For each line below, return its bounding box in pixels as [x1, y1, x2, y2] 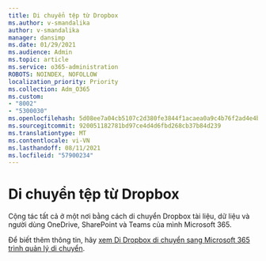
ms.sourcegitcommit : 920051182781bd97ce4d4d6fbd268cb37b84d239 [8, 122, 222, 130]
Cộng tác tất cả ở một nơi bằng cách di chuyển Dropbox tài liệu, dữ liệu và [8, 211, 250, 221]
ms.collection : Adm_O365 [8, 85, 90, 93]
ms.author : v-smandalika [8, 19, 90, 27]
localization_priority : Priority [8, 78, 119, 85]
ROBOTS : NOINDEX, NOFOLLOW [8, 70, 97, 78]
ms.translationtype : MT [8, 129, 87, 137]
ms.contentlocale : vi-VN [8, 136, 90, 145]
